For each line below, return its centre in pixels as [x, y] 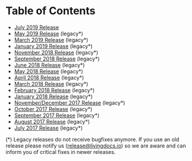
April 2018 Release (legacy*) [49, 78]
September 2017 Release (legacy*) [57, 115]
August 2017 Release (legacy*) [52, 121]
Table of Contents [51, 11]
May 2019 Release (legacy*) [49, 33]
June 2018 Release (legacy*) [49, 65]
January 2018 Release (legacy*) [53, 96]
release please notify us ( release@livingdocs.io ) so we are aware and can [96, 146]
